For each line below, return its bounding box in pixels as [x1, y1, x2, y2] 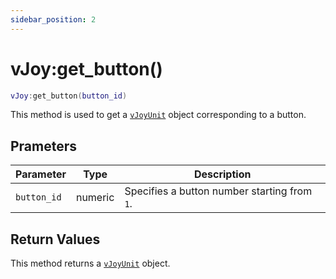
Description [193, 167, 252, 181]
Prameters [10, 137, 78, 155]
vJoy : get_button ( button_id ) [10, 91, 128, 101]
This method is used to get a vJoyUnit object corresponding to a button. [10, 109, 307, 121]
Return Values [10, 231, 101, 248]
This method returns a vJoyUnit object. [10, 257, 171, 270]
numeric [75, 191, 115, 205]
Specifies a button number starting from [124, 184, 313, 198]
